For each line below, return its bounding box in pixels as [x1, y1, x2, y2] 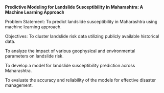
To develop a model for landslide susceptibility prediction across [5, 63, 136, 68]
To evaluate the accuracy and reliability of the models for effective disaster [5, 77, 156, 83]
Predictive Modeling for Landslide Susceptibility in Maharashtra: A [5, 4, 143, 10]
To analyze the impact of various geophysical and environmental [5, 48, 136, 54]
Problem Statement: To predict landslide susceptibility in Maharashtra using [5, 19, 158, 24]
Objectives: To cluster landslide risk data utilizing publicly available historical [5, 34, 160, 39]
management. [5, 82, 33, 88]
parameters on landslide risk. [5, 53, 64, 59]
